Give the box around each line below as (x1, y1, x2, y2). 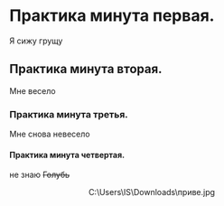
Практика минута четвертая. (9, 149, 125, 160)
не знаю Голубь (9, 169, 70, 181)
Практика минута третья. (9, 108, 128, 120)
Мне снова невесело (9, 128, 90, 140)
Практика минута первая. (9, 5, 215, 26)
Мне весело (9, 85, 56, 96)
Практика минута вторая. (9, 61, 163, 77)
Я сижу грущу (9, 35, 63, 46)
